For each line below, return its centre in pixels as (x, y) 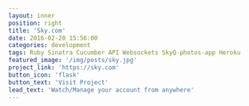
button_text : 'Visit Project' (59, 82)
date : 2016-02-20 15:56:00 (53, 38)
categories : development (49, 45)
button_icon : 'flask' (44, 75)
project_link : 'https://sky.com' (64, 68)
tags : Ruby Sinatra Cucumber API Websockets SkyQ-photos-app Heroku (125, 53)
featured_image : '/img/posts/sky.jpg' (73, 61)
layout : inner (32, 16)
